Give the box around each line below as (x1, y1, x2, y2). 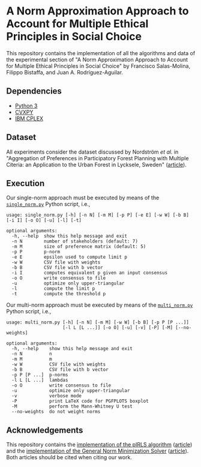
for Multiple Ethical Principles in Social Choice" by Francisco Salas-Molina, (6, 62, 191, 70)
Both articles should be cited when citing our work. (6, 454, 132, 461)
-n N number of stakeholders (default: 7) (11, 238, 138, 244)
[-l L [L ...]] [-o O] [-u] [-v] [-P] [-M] (62, 325, 173, 331)
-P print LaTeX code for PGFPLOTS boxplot (11, 398, 149, 405)
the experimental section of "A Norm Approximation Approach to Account (6, 56, 188, 63)
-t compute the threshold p (11, 291, 106, 297)
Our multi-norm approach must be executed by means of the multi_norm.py (6, 301, 193, 309)
